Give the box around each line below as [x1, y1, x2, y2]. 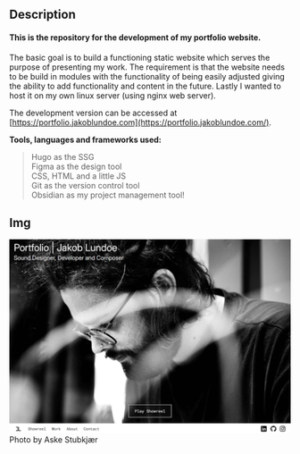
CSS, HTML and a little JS [30, 170, 127, 181]
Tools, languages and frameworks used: [9, 134, 162, 145]
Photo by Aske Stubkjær [9, 434, 98, 445]
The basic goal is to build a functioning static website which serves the [9, 52, 271, 63]
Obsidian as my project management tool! [30, 189, 185, 200]
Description [9, 7, 76, 22]
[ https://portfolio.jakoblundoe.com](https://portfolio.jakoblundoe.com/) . [9, 116, 272, 128]
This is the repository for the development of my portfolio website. [9, 31, 262, 43]
